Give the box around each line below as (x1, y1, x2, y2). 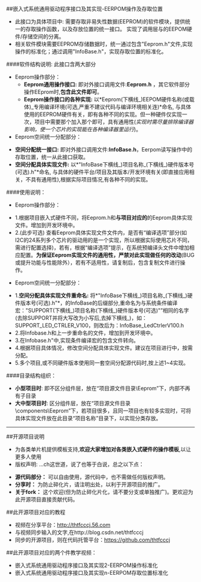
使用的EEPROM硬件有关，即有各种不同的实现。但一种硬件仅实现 (23, 111, 182, 118)
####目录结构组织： (6, 372, 57, 379)
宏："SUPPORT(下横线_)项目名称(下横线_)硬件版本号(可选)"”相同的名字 (14, 307, 190, 314)
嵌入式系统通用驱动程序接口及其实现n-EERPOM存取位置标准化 (14, 569, 169, 576)
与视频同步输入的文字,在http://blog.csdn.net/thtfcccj (14, 529, 144, 536)
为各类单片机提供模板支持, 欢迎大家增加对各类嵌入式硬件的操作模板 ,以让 (14, 445, 191, 453)
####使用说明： (6, 189, 46, 196)
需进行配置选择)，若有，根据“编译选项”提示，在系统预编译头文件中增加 (14, 244, 190, 251)
